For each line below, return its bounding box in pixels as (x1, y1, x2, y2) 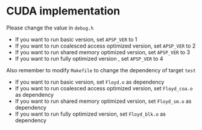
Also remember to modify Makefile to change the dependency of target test (6, 66, 196, 73)
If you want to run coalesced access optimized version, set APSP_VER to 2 (14, 42, 196, 49)
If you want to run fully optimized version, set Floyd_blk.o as (14, 110, 166, 117)
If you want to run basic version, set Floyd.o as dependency (14, 78, 165, 85)
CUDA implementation (6, 4, 121, 18)
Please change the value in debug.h (6, 24, 94, 31)
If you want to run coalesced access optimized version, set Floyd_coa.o (14, 84, 193, 91)
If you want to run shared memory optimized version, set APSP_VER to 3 (14, 48, 191, 55)
